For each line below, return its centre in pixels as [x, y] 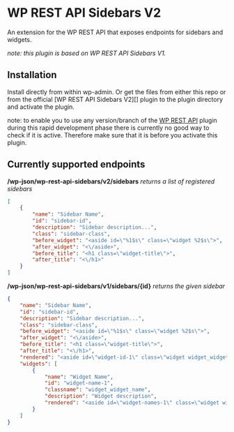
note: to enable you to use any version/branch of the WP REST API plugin [112, 120]
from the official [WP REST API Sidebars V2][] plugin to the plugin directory [115, 99]
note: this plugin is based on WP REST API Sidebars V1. [87, 53]
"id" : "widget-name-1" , [79, 383]
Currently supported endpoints [76, 164]
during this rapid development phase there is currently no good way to [108, 128]
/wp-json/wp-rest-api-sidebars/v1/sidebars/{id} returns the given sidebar [116, 286]
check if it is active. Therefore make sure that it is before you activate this [112, 135]
